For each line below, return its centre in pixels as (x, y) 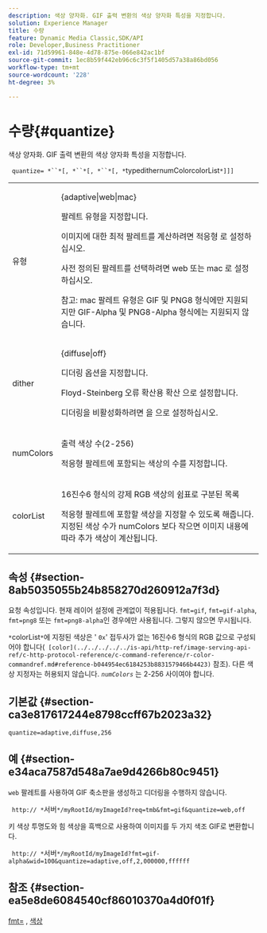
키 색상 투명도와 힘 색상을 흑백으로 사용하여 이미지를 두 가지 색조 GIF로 (118, 826)
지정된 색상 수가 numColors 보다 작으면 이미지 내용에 (155, 527)
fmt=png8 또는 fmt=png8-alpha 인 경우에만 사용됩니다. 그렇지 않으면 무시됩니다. (130, 620)
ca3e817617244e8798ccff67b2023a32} (110, 714)
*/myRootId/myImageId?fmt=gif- (108, 853)
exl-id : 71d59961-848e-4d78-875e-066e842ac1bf (87, 53)
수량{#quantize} (62, 131)
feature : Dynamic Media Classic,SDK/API (76, 38)
